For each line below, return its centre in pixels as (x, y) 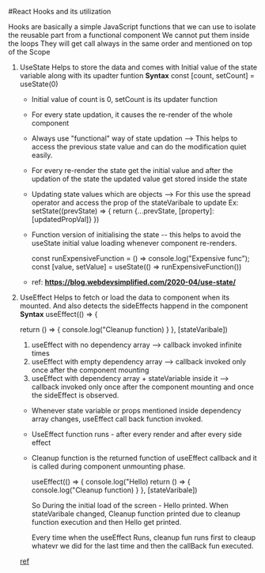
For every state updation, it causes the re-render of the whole (132, 115)
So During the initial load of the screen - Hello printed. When (130, 505)
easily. (42, 155)
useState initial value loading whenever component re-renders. (134, 243)
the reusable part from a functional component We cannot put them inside (129, 35)
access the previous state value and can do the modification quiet (139, 147)
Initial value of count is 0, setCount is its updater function (124, 99)
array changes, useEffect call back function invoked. (117, 419)
